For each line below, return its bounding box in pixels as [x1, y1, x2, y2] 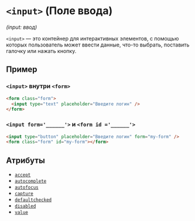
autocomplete [14, 178, 47, 185]
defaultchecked [14, 197, 52, 203]
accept [14, 172, 31, 178]
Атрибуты [6, 155, 45, 165]
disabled [14, 203, 36, 209]
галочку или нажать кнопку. [6, 47, 77, 54]
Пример [6, 65, 37, 75]
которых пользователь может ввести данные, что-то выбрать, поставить [6, 41, 190, 48]
